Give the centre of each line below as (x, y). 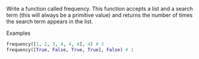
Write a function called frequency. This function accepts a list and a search (100, 9)
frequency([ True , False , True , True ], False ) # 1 (70, 50)
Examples (18, 33)
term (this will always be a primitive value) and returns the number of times (99, 15)
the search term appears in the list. (50, 21)
